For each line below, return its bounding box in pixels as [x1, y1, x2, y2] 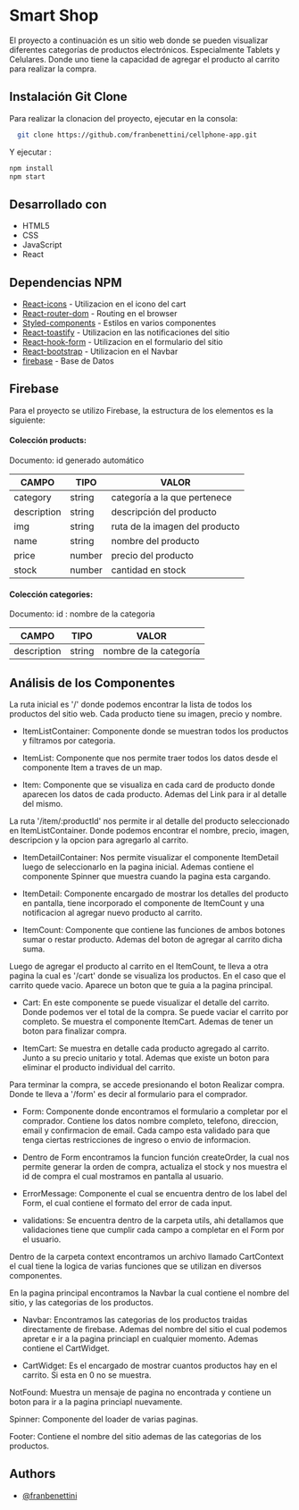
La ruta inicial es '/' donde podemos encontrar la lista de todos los [9, 699, 253, 710]
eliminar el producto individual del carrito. [21, 1062, 176, 1073]
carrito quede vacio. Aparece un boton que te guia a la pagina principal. [9, 980, 274, 991]
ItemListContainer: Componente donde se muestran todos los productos [21, 726, 289, 737]
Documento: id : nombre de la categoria [9, 608, 155, 619]
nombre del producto [111, 535, 200, 548]
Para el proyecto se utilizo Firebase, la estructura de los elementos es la [9, 405, 274, 415]
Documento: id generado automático [9, 455, 145, 466]
